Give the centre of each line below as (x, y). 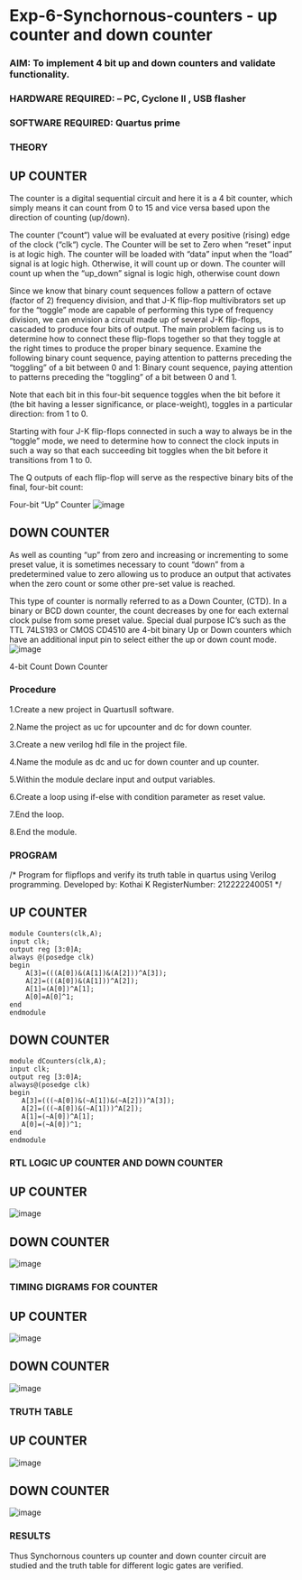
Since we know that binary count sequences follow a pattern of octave (141, 291)
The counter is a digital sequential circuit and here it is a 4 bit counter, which (151, 198)
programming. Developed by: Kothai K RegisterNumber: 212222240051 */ (146, 885)
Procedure (33, 690)
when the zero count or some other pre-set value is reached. (123, 583)
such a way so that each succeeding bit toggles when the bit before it (139, 450)
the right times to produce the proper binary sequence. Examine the (135, 348)
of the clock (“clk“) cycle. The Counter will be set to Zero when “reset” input (151, 244)
